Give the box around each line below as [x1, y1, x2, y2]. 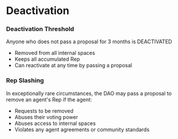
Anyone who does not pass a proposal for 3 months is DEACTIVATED [6, 38, 172, 45]
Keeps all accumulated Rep [14, 55, 81, 62]
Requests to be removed [14, 107, 74, 114]
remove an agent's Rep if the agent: [6, 96, 92, 103]
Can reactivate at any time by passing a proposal [14, 62, 132, 69]
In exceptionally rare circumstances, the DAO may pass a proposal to [6, 89, 172, 97]
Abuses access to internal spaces [14, 120, 96, 127]
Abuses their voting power [14, 113, 78, 120]
